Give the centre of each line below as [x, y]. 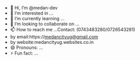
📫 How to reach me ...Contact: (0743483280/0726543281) [73, 29]
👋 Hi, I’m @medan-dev [34, 8]
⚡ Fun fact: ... [24, 53]
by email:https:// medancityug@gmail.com [54, 37]
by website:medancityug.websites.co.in [52, 42]
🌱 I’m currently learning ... [37, 18]
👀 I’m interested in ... [32, 13]
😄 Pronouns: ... [27, 47]
